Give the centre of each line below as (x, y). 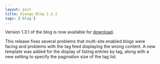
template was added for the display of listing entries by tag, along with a (77, 51)
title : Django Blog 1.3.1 (31, 14)
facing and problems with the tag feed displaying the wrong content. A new (80, 47)
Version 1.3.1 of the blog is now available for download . (60, 32)
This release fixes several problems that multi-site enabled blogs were (75, 41)
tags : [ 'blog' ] (20, 18)
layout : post (18, 9)
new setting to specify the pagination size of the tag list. (61, 57)
